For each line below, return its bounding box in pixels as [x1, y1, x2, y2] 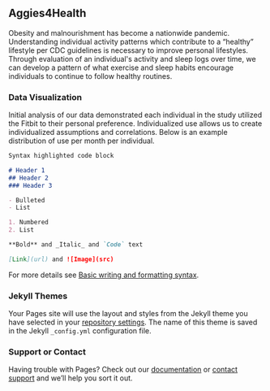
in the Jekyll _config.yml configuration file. [8, 326, 152, 336]
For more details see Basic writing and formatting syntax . [8, 270, 199, 280]
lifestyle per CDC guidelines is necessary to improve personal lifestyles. [8, 45, 249, 55]
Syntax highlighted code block [8, 152, 114, 160]
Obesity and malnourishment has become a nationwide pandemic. [8, 28, 229, 37]
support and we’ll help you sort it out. [8, 373, 133, 383]
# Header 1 [8, 166, 45, 174]
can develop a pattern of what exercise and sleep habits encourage [8, 63, 234, 72]
